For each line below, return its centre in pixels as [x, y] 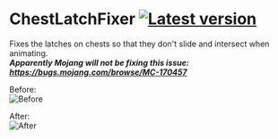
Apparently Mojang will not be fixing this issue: [100, 62]
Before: [23, 89]
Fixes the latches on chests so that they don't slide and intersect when [139, 44]
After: [20, 116]
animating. [29, 53]
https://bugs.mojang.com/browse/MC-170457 [98, 72]
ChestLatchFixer [73, 19]
